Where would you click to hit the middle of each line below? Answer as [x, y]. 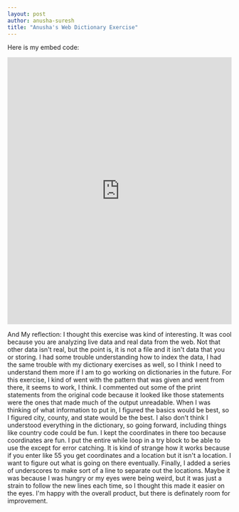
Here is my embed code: [43, 48]
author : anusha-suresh [41, 21]
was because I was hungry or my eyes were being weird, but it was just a [115, 479]
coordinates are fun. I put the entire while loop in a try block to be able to [114, 440]
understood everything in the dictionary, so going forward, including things [117, 425]
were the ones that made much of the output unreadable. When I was [109, 402]
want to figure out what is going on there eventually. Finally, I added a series [119, 463]
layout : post [27, 14]
